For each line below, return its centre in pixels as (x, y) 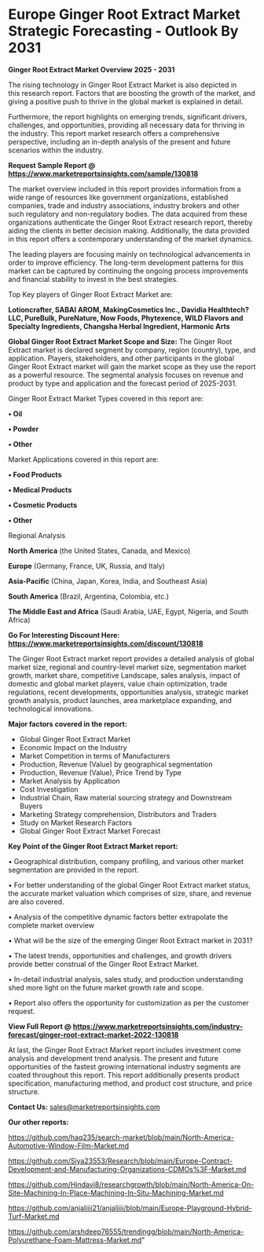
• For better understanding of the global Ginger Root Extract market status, (130, 884)
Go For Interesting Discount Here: (64, 635)
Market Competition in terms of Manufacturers (95, 756)
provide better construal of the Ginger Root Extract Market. (103, 964)
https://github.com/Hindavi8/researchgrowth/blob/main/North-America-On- (131, 1184)
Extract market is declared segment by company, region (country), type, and (132, 350)
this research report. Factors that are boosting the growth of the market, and (132, 93)
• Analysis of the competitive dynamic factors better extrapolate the (118, 917)
